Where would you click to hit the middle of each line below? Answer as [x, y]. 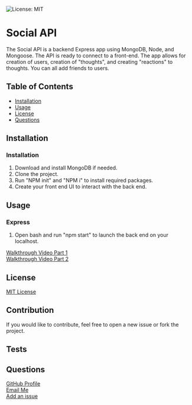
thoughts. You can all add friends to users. [58, 68]
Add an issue [22, 396]
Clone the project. [37, 174]
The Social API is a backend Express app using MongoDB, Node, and [90, 49]
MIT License [21, 292]
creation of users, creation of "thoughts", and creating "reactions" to [90, 61]
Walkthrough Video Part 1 [37, 253]
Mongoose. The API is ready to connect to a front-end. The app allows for [96, 55]
